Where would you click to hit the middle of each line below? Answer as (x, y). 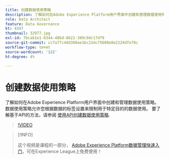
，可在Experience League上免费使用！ (62, 151)
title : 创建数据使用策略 (28, 10)
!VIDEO (25, 125)
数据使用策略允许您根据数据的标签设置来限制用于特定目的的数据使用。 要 (81, 109)
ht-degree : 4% (20, 57)
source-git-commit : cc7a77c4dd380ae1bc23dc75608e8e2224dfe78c (72, 43)
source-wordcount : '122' (31, 52)
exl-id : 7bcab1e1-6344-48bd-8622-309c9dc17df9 (55, 38)
